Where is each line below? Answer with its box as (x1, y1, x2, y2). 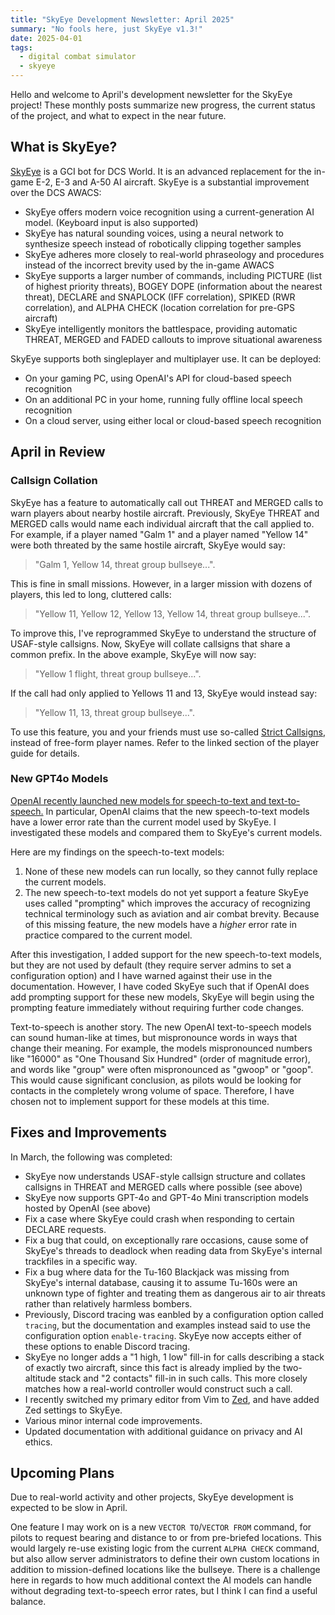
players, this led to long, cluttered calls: (10, 588, 172, 600)
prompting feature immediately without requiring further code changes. (10, 1001, 305, 1013)
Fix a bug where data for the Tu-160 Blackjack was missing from (24, 1266, 290, 1278)
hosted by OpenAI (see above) (24, 1202, 152, 1214)
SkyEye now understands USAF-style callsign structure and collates (24, 1170, 306, 1182)
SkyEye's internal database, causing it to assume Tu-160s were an (24, 1276, 298, 1288)
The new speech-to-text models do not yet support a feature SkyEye (24, 886, 309, 898)
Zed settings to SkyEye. (24, 1404, 123, 1416)
